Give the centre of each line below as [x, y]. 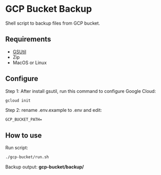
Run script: [17, 148]
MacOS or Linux [30, 63]
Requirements [28, 39]
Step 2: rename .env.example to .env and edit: [54, 110]
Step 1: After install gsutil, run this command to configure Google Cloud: [80, 91]
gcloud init [18, 101]
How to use [24, 135]
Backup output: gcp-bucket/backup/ [45, 167]
